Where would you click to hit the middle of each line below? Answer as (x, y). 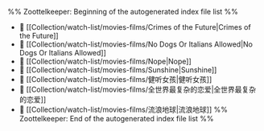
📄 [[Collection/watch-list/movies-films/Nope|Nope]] (105, 61)
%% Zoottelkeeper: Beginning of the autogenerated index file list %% (123, 12)
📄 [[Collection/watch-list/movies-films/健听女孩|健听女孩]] (115, 79)
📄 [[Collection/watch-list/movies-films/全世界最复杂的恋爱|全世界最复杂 (138, 89)
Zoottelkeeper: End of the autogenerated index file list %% (116, 119)
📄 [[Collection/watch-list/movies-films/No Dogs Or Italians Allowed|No (136, 44)
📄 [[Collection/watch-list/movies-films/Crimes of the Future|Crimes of (135, 27)
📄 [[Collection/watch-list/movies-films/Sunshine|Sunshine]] (118, 70)
